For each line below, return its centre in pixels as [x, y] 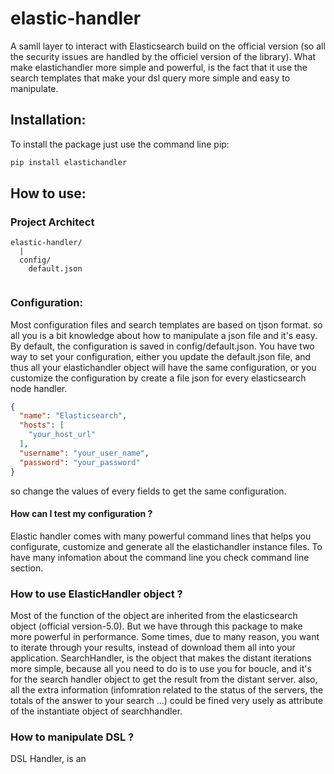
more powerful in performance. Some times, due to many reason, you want [165, 637]
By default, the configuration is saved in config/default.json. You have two [162, 346]
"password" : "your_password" [80, 462]
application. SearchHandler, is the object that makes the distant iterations [161, 658]
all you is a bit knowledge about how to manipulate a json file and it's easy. [164, 335]
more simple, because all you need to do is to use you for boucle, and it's [161, 669]
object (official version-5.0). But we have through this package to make [156, 626]
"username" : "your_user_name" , [84, 453]
